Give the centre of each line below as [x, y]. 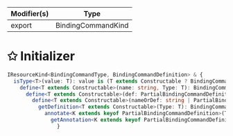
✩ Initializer [41, 57]
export [21, 25]
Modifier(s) [30, 14]
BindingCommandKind [92, 25]
